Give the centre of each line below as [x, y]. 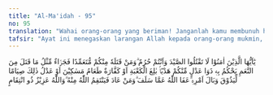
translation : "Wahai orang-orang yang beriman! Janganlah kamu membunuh [134, 31]
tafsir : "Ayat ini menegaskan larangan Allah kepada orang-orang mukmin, [136, 39]
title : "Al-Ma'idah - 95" [52, 16]
